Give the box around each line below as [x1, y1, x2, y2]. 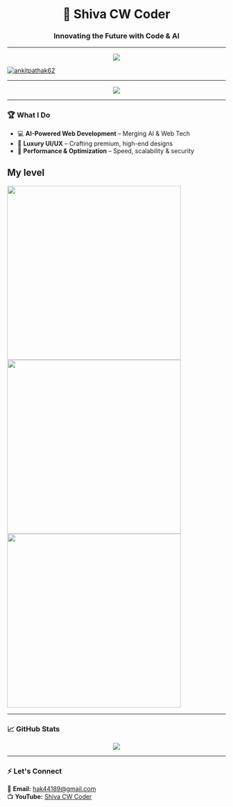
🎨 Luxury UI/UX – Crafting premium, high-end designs [17, 139, 173, 147]
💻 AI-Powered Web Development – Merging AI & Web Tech [17, 129, 191, 138]
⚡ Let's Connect [7, 766, 62, 776]
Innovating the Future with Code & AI [53, 31, 180, 41]
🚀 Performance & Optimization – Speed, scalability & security [17, 146, 195, 155]
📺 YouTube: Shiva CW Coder [7, 792, 92, 801]
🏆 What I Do [7, 111, 51, 120]
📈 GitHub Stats [7, 724, 60, 733]
